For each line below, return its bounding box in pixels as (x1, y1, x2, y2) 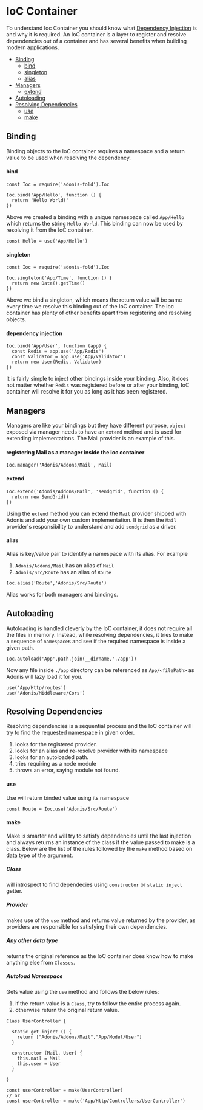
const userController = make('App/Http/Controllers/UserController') (6, 1098, 186, 1104)
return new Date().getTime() (12, 280, 85, 286)
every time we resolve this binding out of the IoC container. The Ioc (6, 303, 175, 310)
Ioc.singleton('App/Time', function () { (6, 275, 113, 281)
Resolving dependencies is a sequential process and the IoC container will (6, 723, 192, 730)
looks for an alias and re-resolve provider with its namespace (15, 747, 168, 755)
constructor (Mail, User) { (12, 1050, 83, 1056)
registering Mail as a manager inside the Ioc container (6, 448, 145, 456)
